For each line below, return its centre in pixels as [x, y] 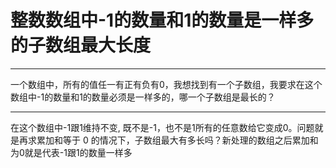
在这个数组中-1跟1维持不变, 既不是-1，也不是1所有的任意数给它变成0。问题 [162, 127]
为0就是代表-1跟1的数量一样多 [71, 152]
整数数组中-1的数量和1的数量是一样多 [162, 20]
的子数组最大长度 [81, 45]
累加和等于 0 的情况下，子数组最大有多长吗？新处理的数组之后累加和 [177, 140]
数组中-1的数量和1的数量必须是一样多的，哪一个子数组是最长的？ [143, 97]
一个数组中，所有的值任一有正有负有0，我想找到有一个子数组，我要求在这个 [166, 84]
